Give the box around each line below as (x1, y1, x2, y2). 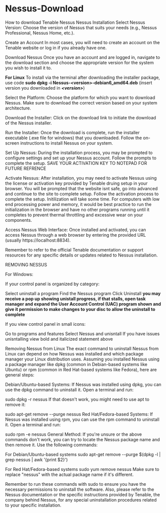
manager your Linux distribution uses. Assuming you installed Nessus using (5, 356, 160, 362)
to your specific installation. (5, 502, 62, 508)
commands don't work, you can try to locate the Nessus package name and (5, 436, 160, 442)
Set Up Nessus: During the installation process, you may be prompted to (5, 150, 153, 155)
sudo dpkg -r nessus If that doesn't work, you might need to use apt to (5, 396, 150, 402)
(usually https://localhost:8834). (5, 237, 71, 243)
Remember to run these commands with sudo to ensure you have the (5, 481, 146, 487)
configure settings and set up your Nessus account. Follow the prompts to (5, 154, 157, 161)
